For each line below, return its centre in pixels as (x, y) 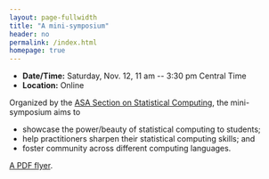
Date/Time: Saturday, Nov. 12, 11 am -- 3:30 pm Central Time (134, 76)
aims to (67, 112)
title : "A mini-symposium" (59, 26)
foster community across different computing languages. (126, 149)
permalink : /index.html (53, 42)
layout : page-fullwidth (53, 17)
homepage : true (37, 51)
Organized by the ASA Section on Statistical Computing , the (119, 102)
